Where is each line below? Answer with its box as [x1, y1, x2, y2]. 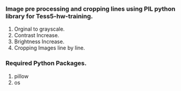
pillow [14, 73, 29, 80]
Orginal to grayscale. [14, 25, 65, 32]
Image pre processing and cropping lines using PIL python [5, 5, 176, 13]
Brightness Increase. [14, 38, 65, 45]
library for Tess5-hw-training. [5, 12, 93, 20]
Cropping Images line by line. [14, 44, 85, 51]
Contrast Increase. [14, 32, 60, 39]
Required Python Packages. [5, 59, 87, 67]
